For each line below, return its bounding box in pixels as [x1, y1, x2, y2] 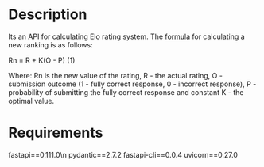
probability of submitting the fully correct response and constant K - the [8, 87, 244, 97]
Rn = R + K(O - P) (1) [8, 55, 76, 65]
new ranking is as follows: [8, 40, 93, 49]
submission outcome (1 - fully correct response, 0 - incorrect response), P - [8, 79, 257, 89]
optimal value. [8, 96, 54, 105]
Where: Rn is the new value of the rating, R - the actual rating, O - [8, 70, 223, 80]
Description [8, 6, 87, 24]
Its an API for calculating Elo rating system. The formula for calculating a [8, 32, 245, 41]
